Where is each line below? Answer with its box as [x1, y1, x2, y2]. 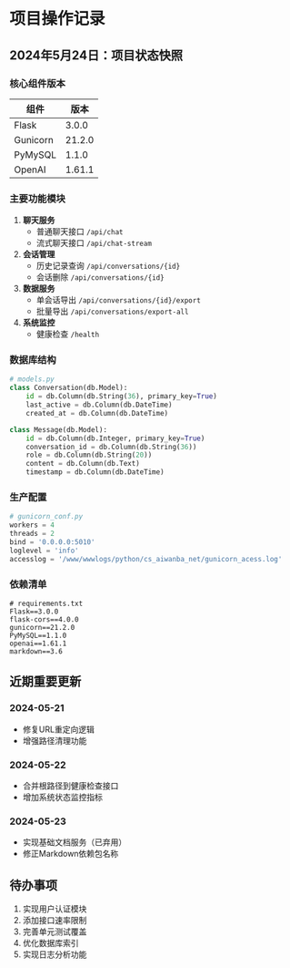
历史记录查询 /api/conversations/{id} [35, 261, 181, 272]
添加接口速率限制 [22, 915, 87, 926]
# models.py [9, 375, 55, 384]
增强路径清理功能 [22, 735, 87, 746]
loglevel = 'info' [9, 546, 79, 555]
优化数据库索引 [22, 938, 79, 949]
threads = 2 [9, 530, 55, 539]
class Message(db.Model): [9, 425, 107, 434]
